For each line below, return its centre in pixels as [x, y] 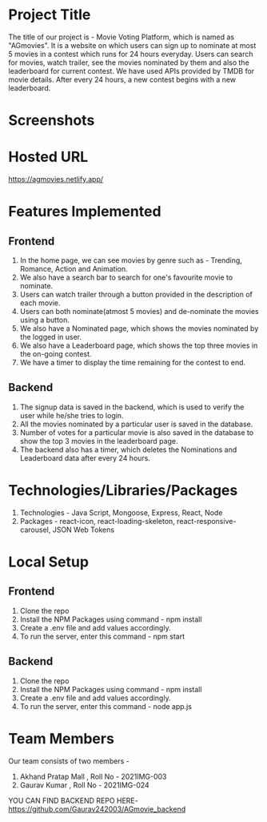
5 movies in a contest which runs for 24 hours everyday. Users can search [131, 54]
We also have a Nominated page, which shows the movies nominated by [139, 328]
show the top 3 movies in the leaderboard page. [99, 441]
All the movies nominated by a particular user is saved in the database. [136, 424]
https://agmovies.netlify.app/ [56, 179]
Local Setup [49, 562]
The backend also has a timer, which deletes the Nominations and [128, 449]
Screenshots [52, 121]
